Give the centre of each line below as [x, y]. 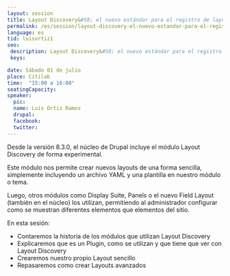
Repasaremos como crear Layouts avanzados [81, 265]
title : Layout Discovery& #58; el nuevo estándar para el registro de [108, 20]
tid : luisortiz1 [30, 39]
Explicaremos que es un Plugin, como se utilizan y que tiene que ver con [119, 243]
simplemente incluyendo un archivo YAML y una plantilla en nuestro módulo [114, 174]
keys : [18, 58]
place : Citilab [29, 77]
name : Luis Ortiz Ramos [47, 109]
